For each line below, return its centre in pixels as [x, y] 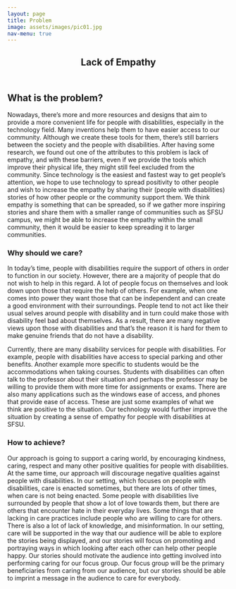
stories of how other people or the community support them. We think [108, 198]
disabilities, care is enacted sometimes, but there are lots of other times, [112, 488]
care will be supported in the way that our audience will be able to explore [114, 533]
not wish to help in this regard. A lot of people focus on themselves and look [118, 284]
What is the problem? [55, 98]
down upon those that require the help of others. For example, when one [113, 291]
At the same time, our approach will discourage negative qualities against [114, 473]
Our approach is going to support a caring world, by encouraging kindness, [117, 458]
